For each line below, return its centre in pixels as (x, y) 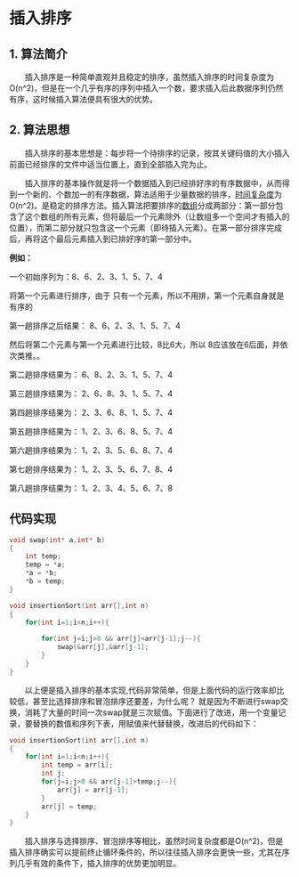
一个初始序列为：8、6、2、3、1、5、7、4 (86, 276)
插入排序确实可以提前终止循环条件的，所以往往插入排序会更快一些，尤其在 (145, 852)
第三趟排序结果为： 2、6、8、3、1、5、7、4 (91, 394)
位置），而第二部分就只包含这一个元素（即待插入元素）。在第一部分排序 (138, 227)
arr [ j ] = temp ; (69, 807)
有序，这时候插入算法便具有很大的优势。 (83, 99)
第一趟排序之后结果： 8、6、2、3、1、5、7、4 (95, 325)
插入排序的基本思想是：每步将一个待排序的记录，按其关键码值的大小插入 (158, 153)
